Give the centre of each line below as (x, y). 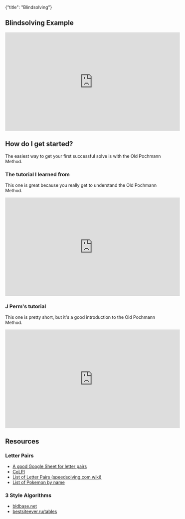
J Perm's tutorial (26, 306)
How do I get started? (39, 144)
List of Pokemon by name (38, 482)
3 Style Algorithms (28, 495)
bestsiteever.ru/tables (35, 511)
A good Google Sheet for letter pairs (50, 466)
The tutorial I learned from (37, 174)
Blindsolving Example (39, 23)
